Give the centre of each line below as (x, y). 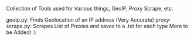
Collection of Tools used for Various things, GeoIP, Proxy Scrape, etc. (90, 8)
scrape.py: (19, 26)
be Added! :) (21, 32)
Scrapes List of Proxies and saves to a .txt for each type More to (111, 26)
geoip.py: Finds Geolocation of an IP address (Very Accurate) (80, 20)
